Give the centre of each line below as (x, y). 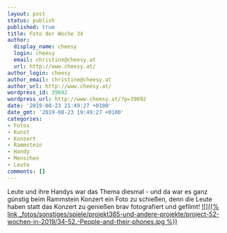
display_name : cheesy (45, 47)
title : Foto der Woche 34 (45, 34)
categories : (25, 119)
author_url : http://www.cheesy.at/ (60, 86)
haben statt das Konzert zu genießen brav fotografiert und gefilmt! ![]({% (113, 206)
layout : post (26, 14)
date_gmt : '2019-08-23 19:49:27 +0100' (66, 112)
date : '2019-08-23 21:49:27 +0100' (60, 106)
